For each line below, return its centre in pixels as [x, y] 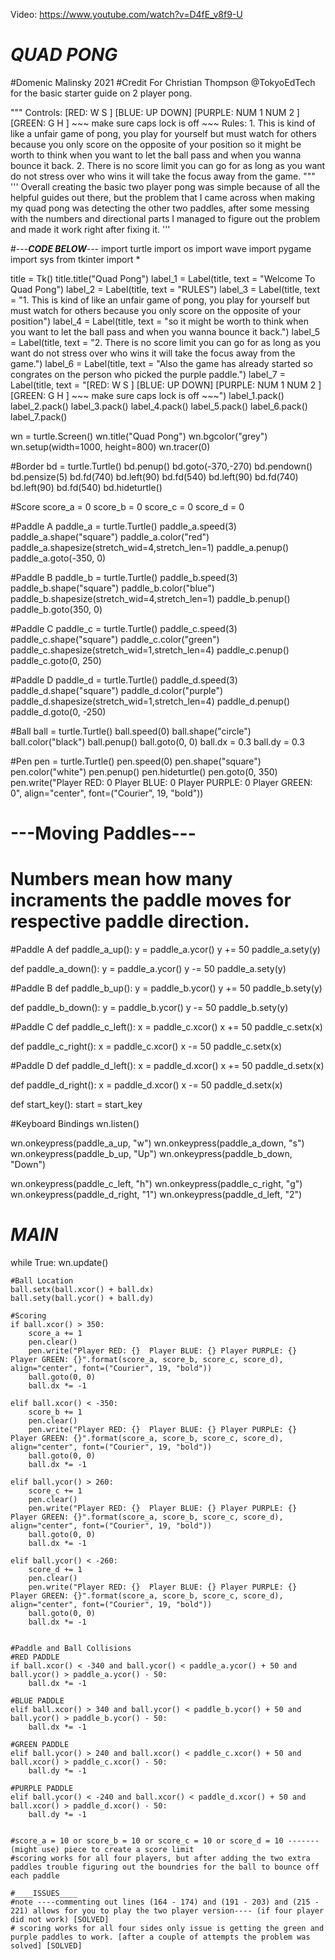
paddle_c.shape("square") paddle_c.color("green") [115, 639]
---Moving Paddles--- [103, 833]
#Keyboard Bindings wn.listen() [75, 1124]
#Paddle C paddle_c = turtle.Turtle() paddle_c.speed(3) [124, 628]
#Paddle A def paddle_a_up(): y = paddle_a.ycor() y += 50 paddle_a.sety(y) [165, 950]
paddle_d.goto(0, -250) [58, 711]
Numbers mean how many [121, 879]
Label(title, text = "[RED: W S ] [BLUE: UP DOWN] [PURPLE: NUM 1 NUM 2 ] [166, 385]
